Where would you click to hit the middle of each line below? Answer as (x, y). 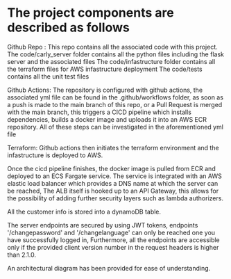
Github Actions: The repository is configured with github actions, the (105, 90)
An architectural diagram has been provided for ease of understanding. (109, 268)
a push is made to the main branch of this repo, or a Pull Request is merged (115, 104)
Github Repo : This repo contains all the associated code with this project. (113, 47)
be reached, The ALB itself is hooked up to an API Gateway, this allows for (113, 191)
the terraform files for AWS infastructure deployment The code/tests (105, 69)
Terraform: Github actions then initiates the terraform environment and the (113, 148)
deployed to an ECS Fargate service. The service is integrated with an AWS (114, 176)
